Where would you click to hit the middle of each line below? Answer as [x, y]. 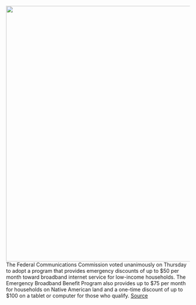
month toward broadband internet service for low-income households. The [96, 277]
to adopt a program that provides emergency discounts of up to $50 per [93, 271]
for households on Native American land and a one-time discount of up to [94, 290]
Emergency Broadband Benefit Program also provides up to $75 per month [96, 283]
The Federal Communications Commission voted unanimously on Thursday [96, 265]
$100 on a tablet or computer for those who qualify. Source [77, 296]
